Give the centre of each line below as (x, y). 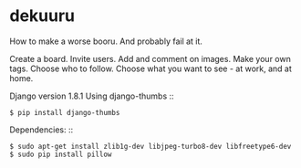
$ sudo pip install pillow (61, 154)
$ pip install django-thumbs (65, 112)
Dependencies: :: (42, 130)
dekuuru (42, 16)
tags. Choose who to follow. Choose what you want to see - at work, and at (150, 68)
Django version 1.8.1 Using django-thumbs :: (92, 96)
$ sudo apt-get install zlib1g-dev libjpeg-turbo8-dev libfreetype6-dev (150, 146)
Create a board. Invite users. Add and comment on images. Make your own (150, 58)
